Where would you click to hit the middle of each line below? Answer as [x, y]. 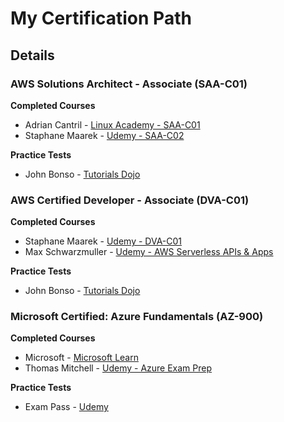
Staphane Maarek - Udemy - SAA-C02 [104, 135]
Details [32, 55]
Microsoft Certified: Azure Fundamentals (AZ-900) [137, 317]
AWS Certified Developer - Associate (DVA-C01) [130, 200]
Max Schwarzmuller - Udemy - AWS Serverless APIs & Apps [149, 252]
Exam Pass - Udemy [66, 407]
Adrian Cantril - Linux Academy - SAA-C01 [112, 124]
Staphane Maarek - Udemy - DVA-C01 [103, 241]
